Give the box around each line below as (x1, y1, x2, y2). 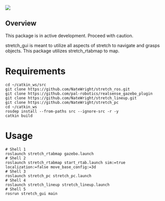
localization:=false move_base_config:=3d (5, 165, 96, 170)
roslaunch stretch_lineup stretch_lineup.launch (5, 182, 110, 187)
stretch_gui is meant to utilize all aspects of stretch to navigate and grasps (5, 42, 160, 48)
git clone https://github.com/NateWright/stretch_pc (5, 100, 119, 105)
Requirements (5, 66, 66, 77)
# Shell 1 (5, 147, 26, 152)
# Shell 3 (5, 169, 26, 174)
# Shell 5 (5, 186, 26, 192)
